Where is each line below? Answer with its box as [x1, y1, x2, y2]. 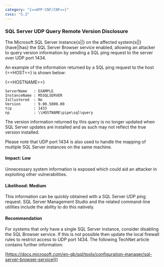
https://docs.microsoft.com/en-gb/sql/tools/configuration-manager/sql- [6, 251, 152, 257]
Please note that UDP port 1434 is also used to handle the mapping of [5, 139, 146, 145]
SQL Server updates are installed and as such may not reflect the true [5, 124, 146, 130]
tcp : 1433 [5, 106, 48, 111]
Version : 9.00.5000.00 [5, 101, 65, 106]
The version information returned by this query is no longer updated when [5, 119, 155, 124]
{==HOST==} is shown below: [5, 69, 66, 75]
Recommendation [5, 215, 42, 221]
